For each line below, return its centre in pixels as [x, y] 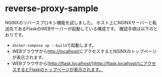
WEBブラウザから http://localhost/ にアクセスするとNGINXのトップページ [84, 51]
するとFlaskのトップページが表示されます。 [60, 69]
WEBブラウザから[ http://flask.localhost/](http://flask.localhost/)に [78, 63]
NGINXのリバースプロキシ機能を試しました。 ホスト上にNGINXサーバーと [79, 22]
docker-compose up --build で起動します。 [54, 45]
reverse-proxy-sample [52, 9]
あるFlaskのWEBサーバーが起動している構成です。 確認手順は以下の [86, 29]
